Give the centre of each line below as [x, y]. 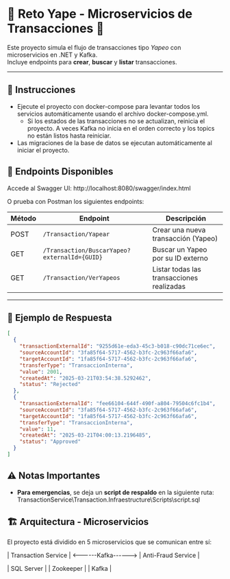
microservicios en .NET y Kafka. [52, 55]
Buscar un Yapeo [180, 249]
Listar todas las [177, 269]
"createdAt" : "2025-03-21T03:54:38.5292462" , [86, 378]
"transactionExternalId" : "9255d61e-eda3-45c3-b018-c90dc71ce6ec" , [117, 346]
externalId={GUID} [73, 257]
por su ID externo [180, 258]
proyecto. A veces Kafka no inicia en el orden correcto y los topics [121, 128]
